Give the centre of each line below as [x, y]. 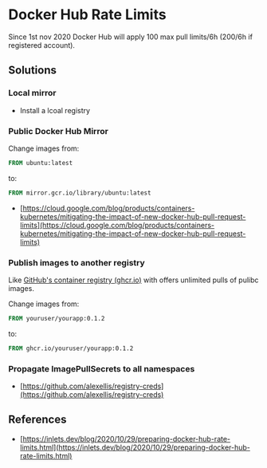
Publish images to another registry [77, 262]
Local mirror [32, 93]
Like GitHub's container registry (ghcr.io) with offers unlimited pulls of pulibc [133, 280]
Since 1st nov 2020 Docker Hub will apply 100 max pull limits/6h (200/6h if [131, 37]
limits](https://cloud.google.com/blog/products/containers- [117, 225]
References [37, 420]
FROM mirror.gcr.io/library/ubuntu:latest [80, 193]
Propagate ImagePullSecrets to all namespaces [102, 368]
